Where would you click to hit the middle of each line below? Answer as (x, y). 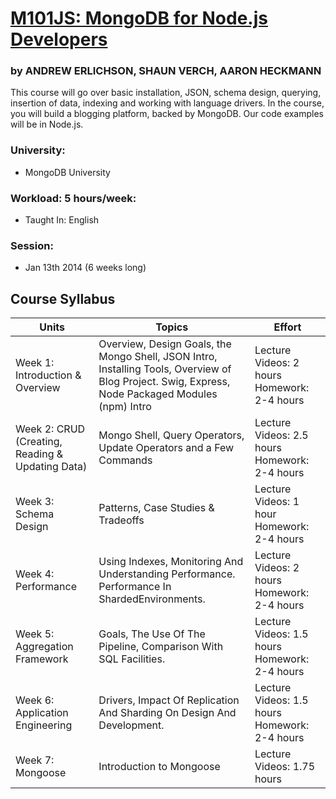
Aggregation (44, 647)
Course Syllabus (63, 298)
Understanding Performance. (167, 574)
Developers (59, 39)
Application (42, 713)
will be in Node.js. (47, 124)
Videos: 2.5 (281, 435)
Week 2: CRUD (50, 429)
